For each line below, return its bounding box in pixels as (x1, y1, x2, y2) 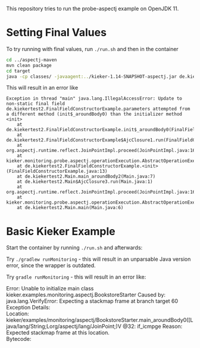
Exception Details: (6, 304, 51, 311)
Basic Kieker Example (6, 224, 116, 238)
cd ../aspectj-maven (6, 56, 58, 63)
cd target (6, 68, 31, 74)
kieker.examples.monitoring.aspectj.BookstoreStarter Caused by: (6, 291, 165, 299)
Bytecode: (6, 336, 32, 343)
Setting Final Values (6, 26, 107, 39)
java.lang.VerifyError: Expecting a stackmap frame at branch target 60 (6, 298, 179, 305)
